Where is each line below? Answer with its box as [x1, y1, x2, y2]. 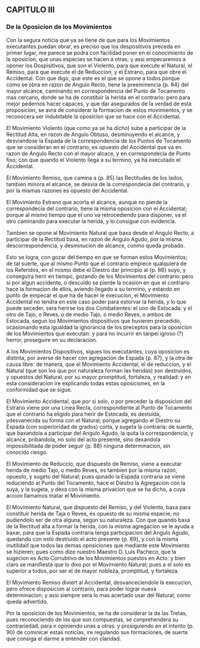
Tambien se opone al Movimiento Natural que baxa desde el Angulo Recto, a [6, 229, 194, 236]
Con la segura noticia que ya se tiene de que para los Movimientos [6, 36, 170, 44]
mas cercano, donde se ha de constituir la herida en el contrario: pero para [6, 93, 190, 101]
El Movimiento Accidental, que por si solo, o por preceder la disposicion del [6, 398, 192, 405]
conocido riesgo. [6, 449, 48, 456]
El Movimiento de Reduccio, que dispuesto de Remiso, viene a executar [6, 460, 182, 467]
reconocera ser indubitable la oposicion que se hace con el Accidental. [6, 113, 181, 120]
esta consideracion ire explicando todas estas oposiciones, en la [6, 380, 165, 387]
